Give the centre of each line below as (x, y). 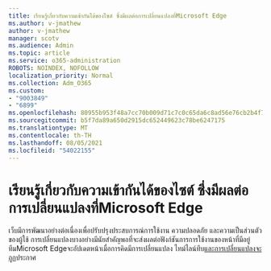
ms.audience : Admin (41, 46)
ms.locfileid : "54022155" (52, 150)
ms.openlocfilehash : (43, 113)
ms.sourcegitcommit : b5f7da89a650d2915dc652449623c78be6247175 (117, 121)
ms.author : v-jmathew (45, 23)
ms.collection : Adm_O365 (50, 83)
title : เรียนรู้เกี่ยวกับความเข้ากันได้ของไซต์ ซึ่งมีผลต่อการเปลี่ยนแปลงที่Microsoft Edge (118, 16)
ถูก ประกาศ (22, 257)
